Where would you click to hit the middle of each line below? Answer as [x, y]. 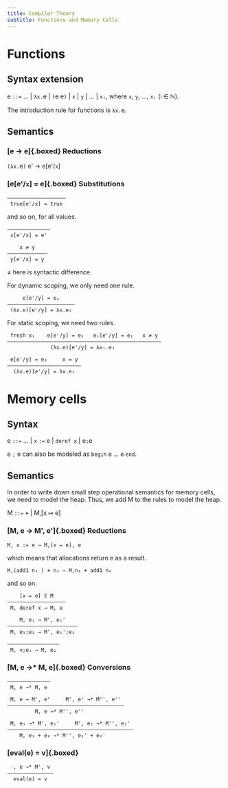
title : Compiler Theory [41, 13]
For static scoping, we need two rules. [61, 323]
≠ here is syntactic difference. [49, 272]
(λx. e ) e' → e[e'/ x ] [34, 166]
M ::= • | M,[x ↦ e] [34, 513]
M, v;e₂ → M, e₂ [33, 650]
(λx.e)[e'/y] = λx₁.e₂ [83, 348]
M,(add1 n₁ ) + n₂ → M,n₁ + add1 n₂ [59, 570]
